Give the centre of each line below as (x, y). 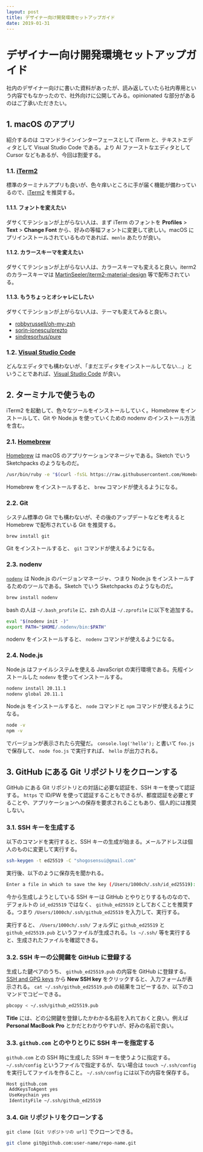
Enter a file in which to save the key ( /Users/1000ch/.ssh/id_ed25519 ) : (101, 885)
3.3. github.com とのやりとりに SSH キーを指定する (81, 1043)
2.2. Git (17, 503)
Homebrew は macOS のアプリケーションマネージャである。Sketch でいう (98, 455)
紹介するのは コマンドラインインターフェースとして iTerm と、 (84, 140)
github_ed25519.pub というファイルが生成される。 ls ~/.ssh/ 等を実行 (93, 933)
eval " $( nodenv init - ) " (37, 621)
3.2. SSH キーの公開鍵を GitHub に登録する (69, 957)
